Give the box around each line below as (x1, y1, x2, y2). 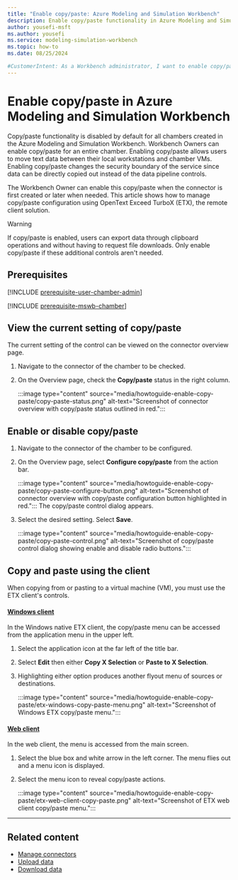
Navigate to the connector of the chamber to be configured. (17, 444, 193, 452)
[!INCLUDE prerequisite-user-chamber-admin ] (7, 288, 143, 296)
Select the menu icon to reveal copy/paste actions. (17, 775, 166, 784)
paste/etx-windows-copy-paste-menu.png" (17, 701, 146, 709)
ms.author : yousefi (7, 30, 65, 38)
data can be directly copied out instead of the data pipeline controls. (7, 169, 207, 178)
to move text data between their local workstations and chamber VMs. (7, 154, 212, 163)
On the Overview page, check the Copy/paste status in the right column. (17, 376, 230, 384)
